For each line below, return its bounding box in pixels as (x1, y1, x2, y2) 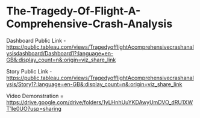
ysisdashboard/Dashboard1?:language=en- (6, 49, 113, 57)
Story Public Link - (6, 67, 52, 75)
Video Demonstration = (6, 92, 64, 99)
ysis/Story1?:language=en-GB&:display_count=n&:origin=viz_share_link (6, 80, 183, 88)
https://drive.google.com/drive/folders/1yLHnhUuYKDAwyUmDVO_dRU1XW (6, 98, 193, 106)
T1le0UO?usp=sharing (6, 105, 62, 112)
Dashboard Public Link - (6, 37, 66, 44)
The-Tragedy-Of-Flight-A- (6, 4, 141, 18)
